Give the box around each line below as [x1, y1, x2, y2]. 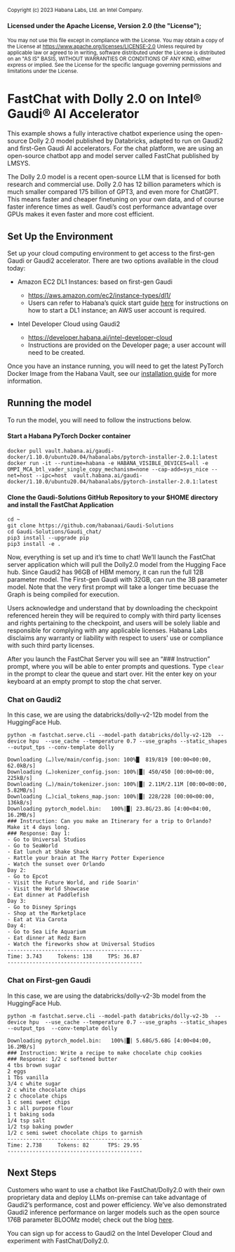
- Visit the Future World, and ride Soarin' [7, 879, 140, 887]
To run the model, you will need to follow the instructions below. [7, 415, 192, 424]
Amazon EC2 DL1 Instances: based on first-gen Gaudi [17, 278, 173, 286]
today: [7, 263, 26, 272]
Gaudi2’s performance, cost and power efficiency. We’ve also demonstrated [7, 1200, 227, 1208]
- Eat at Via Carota [7, 916, 68, 923]
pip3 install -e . [7, 541, 61, 548]
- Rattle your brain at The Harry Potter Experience [7, 854, 165, 862]
